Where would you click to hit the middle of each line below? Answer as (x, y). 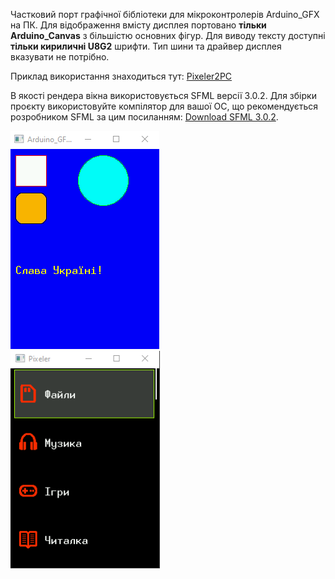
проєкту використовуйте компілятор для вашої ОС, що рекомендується (164, 106)
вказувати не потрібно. (60, 57)
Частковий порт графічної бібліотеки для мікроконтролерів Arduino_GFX (165, 14)
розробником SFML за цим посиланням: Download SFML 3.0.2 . (144, 117)
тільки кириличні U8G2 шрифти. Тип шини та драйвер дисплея (146, 46)
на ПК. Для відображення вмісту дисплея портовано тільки (138, 25)
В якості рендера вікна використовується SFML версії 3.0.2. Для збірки (163, 95)
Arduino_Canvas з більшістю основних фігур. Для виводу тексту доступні (168, 35)
